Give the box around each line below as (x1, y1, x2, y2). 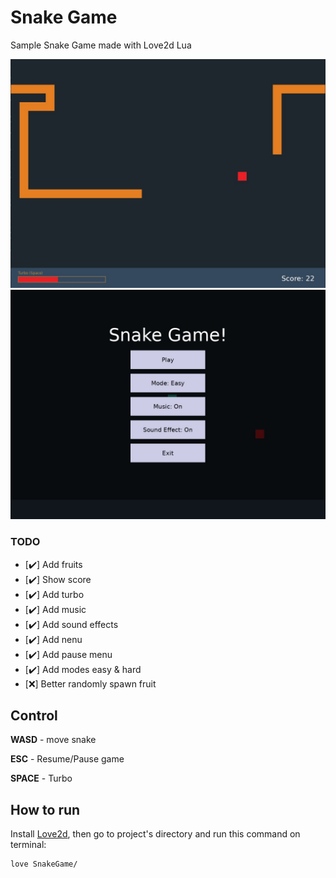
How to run (10, 801, 81, 818)
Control (10, 707, 58, 724)
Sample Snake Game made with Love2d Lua (10, 39, 192, 51)
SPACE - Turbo (10, 772, 73, 785)
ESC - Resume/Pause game (10, 753, 125, 765)
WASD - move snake (10, 734, 97, 746)
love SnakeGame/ (10, 859, 78, 870)
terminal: (10, 839, 47, 851)
